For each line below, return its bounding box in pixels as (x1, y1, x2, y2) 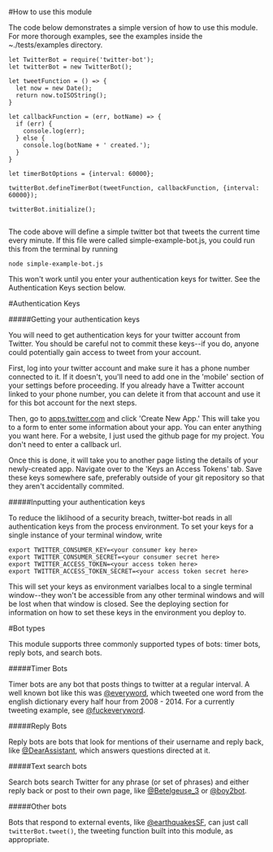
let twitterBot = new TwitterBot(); (8, 63, 132, 71)
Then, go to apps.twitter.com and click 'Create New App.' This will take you (8, 414, 260, 423)
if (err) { (15, 120, 53, 128)
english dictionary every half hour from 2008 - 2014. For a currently (8, 696, 235, 706)
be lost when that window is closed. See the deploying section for (8, 599, 229, 608)
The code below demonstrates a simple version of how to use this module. (8, 23, 258, 32)
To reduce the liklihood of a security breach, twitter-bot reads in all (8, 513, 232, 522)
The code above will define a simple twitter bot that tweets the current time (8, 227, 260, 236)
